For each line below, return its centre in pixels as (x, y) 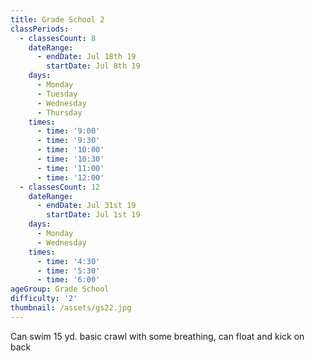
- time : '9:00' (68, 131)
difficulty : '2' (44, 299)
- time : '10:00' (70, 150)
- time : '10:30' (70, 159)
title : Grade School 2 (57, 19)
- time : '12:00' (70, 177)
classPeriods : (40, 29)
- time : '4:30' (68, 261)
